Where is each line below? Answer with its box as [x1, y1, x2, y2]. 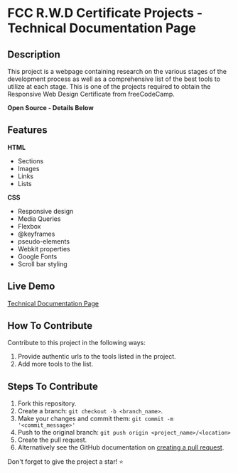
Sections [17, 156, 44, 165]
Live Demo [7, 281, 55, 293]
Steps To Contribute [7, 380, 98, 392]
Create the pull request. [17, 435, 87, 445]
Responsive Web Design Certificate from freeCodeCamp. [7, 90, 175, 98]
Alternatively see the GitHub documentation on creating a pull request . [17, 443, 225, 452]
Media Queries [17, 214, 61, 223]
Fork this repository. [17, 399, 77, 408]
